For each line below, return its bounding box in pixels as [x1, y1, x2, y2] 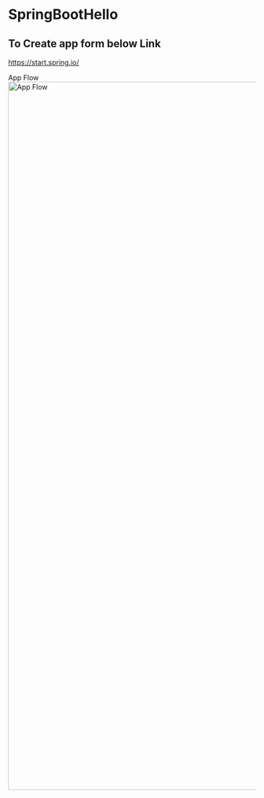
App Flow [8, 73, 39, 82]
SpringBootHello [8, 6, 119, 24]
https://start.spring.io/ [8, 57, 80, 67]
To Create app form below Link [8, 37, 161, 50]
